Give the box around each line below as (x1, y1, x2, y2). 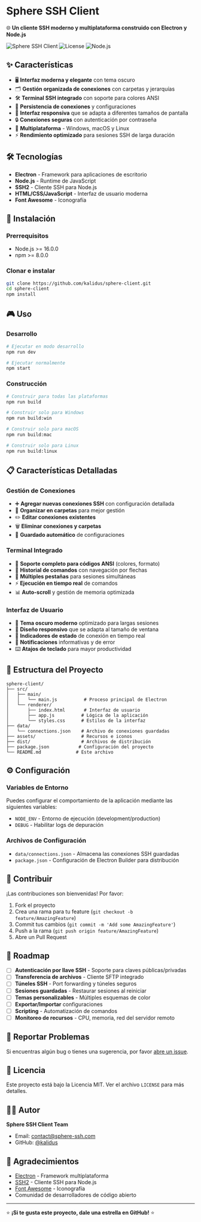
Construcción (6, 380, 47, 388)
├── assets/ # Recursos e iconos (6, 733, 133, 739)
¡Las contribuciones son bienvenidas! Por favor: (6, 890, 124, 897)
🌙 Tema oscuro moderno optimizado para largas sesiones (14, 619, 159, 626)
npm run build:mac (6, 432, 52, 438)
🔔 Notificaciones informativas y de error (14, 638, 115, 646)
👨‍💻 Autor (6, 1105, 41, 1115)
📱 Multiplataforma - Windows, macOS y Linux (14, 124, 130, 132)
